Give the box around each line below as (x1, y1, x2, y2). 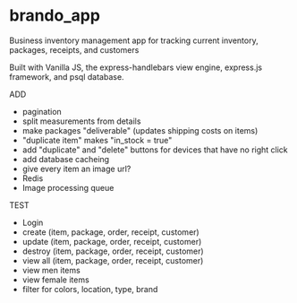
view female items (21, 274, 89, 285)
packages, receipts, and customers (9, 44, 140, 55)
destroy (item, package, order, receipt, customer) (21, 246, 204, 256)
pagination (21, 106, 63, 117)
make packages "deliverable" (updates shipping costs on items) (21, 125, 259, 135)
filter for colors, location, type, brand (21, 283, 158, 294)
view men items (21, 264, 81, 275)
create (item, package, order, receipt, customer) (21, 226, 199, 238)
